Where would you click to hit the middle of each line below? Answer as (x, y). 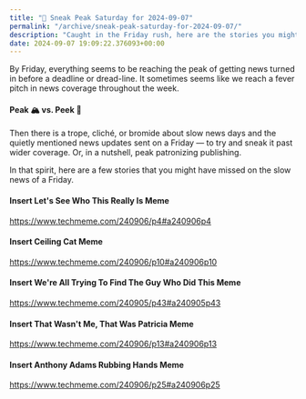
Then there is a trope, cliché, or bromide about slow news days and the (143, 134)
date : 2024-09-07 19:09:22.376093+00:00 (87, 43)
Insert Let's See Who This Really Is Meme (90, 201)
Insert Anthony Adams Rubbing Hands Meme (97, 364)
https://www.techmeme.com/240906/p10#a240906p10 (113, 262)
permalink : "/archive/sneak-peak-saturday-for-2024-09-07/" (126, 26)
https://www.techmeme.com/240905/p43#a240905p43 (115, 303)
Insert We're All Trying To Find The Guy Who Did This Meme (125, 283)
